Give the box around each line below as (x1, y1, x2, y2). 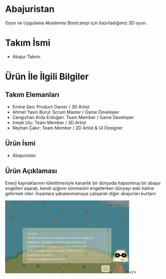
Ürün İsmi (5, 139, 36, 148)
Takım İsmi (5, 37, 51, 49)
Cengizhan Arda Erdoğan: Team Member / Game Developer (12, 114, 134, 120)
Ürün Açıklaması (5, 167, 57, 175)
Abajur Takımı (12, 54, 41, 59)
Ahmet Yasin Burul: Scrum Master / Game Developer (12, 109, 120, 115)
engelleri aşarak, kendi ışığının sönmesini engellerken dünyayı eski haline (5, 185, 155, 191)
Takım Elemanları (5, 91, 59, 99)
